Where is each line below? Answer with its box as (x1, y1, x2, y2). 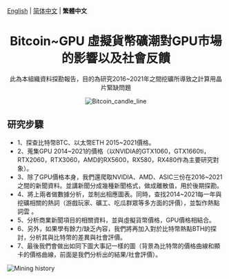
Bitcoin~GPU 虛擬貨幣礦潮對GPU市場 (10, 34, 222, 49)
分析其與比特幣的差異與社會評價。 (29, 233, 126, 241)
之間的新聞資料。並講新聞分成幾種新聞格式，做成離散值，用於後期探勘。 (17, 181, 223, 189)
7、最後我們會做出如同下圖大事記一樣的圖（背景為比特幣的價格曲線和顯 (17, 241, 221, 250)
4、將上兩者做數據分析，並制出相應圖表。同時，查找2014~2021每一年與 (17, 189, 222, 198)
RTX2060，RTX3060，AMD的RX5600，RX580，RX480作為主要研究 (17, 155, 214, 164)
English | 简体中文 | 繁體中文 (7, 7, 88, 14)
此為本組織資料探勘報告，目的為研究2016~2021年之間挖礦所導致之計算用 (9, 74, 217, 83)
